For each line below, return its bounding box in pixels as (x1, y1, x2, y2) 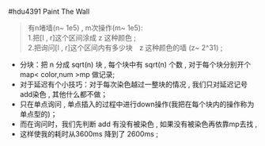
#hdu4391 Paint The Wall (8, 7, 90, 16)
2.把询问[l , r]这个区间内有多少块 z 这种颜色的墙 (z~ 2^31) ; (27, 43, 223, 52)
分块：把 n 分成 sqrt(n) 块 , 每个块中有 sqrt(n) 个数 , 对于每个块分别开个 (19, 60, 252, 69)
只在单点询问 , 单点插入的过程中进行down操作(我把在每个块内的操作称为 (19, 99, 255, 109)
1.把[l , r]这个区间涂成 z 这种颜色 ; (27, 33, 137, 42)
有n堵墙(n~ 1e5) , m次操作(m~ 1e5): (27, 23, 143, 33)
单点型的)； (19, 109, 58, 118)
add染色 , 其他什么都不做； (19, 90, 108, 98)
